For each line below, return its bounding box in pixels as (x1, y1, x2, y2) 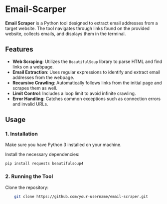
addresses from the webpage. (12, 74, 75, 80)
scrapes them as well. (12, 85, 57, 91)
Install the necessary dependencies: (5, 151, 80, 157)
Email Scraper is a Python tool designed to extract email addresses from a (5, 20, 158, 26)
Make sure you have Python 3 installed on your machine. (5, 141, 122, 148)
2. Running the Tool (5, 173, 53, 180)
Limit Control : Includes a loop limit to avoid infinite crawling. (12, 90, 136, 96)
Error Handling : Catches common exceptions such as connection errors (12, 95, 161, 101)
